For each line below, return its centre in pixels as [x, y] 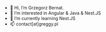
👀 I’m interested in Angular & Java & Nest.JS [55, 13]
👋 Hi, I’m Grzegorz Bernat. [37, 8]
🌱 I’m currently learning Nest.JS [43, 18]
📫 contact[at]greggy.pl [34, 24]
